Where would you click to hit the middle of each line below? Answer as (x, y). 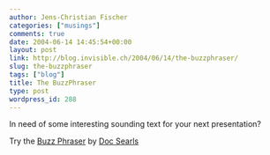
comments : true (37, 33)
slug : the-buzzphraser (51, 67)
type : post (29, 91)
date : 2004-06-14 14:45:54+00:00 (71, 42)
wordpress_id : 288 (43, 99)
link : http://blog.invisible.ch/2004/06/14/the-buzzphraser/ (124, 58)
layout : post (33, 50)
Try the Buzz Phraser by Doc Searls (74, 141)
